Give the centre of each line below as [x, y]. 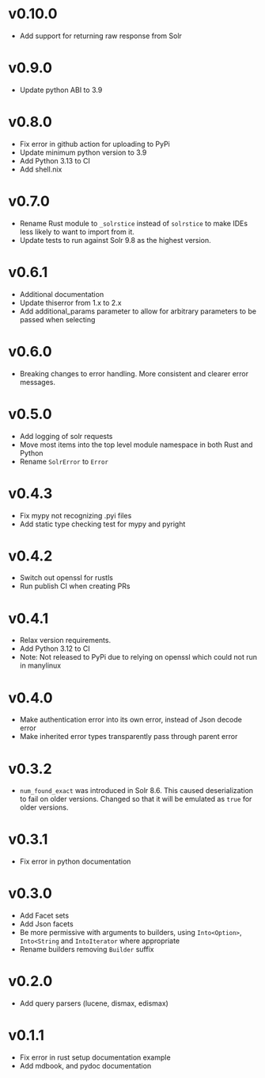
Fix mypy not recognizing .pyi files [76, 515]
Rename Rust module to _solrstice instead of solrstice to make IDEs [133, 223]
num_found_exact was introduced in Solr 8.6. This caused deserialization [136, 791]
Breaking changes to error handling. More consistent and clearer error [134, 373]
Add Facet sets [44, 916]
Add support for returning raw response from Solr [100, 36]
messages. [38, 382]
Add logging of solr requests [66, 436]
